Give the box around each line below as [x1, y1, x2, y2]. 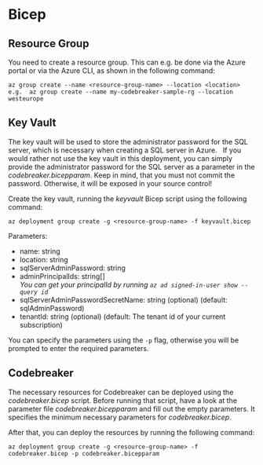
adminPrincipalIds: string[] [19, 271, 106, 280]
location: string [19, 254, 68, 264]
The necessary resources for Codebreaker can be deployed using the [8, 387, 234, 397]
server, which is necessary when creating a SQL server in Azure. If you [8, 145, 242, 155]
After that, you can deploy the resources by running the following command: [8, 427, 255, 437]
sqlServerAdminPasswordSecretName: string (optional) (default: [19, 295, 228, 304]
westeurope [8, 95, 44, 103]
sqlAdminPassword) [19, 303, 85, 313]
